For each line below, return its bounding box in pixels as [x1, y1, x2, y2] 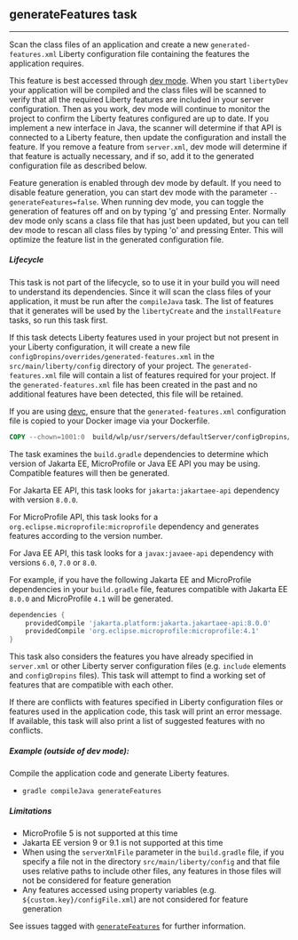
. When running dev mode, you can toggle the [96, 196, 264, 207]
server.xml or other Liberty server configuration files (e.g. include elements [9, 661, 286, 671]
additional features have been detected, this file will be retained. [9, 389, 244, 399]
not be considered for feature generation [21, 875, 171, 886]
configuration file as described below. [9, 160, 147, 171]
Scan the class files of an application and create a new [9, 39, 209, 50]
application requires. [9, 58, 84, 68]
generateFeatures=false [9, 197, 98, 207]
